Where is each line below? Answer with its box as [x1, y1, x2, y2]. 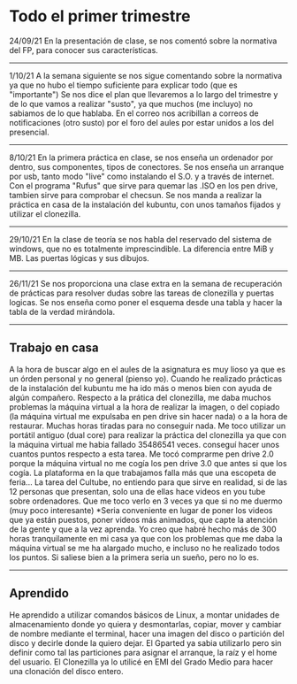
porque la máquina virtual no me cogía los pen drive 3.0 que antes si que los [9, 457, 287, 468]
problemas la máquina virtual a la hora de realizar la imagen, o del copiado [9, 401, 280, 412]
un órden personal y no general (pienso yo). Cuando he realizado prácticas [9, 373, 283, 384]
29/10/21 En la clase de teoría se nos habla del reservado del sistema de [9, 234, 272, 244]
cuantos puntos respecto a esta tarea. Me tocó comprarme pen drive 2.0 [9, 449, 274, 459]
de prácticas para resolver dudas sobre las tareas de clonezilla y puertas [9, 288, 275, 298]
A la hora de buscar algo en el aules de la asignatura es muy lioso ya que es [9, 364, 286, 374]
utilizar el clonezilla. [9, 208, 81, 219]
